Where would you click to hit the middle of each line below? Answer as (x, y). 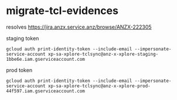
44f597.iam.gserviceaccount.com (45, 91)
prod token (19, 70)
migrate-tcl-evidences (62, 11)
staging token (23, 38)
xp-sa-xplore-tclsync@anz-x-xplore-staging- (103, 54)
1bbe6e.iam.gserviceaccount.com (45, 59)
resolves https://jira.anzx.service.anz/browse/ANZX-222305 (79, 27)
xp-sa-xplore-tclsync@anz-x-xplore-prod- (99, 86)
